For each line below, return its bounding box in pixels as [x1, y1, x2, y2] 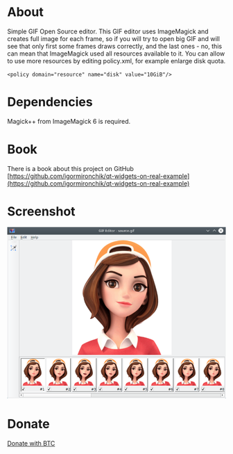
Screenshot [7, 204, 76, 219]
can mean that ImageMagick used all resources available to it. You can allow [7, 49, 225, 58]
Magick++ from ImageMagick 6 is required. [7, 117, 131, 125]
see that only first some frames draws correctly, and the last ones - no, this [7, 42, 223, 50]
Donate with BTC [7, 439, 55, 447]
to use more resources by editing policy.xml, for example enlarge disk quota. [7, 56, 226, 65]
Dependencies [7, 95, 93, 110]
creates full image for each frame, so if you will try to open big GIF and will [7, 34, 221, 42]
